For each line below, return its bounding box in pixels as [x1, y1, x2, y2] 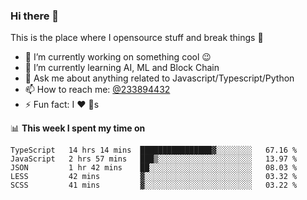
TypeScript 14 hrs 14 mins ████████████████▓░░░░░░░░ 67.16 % [10, 145, 298, 156]
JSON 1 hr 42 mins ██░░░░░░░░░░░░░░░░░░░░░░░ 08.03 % [10, 163, 298, 173]
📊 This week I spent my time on [10, 122, 146, 134]
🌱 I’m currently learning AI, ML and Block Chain [24, 62, 220, 74]
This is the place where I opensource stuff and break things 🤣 [10, 32, 264, 44]
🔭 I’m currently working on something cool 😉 [24, 51, 212, 63]
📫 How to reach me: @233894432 [24, 84, 171, 96]
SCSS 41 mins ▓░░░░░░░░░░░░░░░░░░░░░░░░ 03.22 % [10, 180, 298, 191]
